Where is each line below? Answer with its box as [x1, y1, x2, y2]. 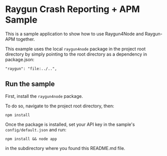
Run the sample [5, 80, 55, 88]
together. [16, 36, 35, 42]
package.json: [5, 56, 35, 62]
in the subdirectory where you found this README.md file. [5, 145, 125, 151]
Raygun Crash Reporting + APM [5, 4, 140, 15]
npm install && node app [5, 136, 57, 141]
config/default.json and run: [5, 126, 67, 132]
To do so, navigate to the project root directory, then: [5, 103, 114, 109]
